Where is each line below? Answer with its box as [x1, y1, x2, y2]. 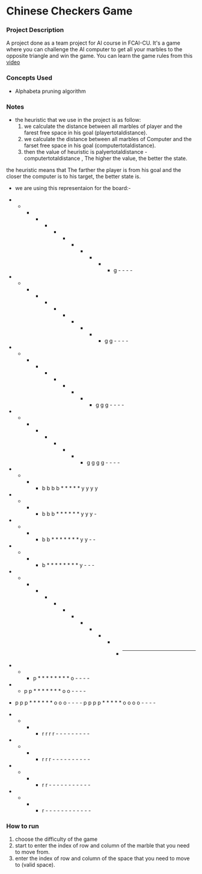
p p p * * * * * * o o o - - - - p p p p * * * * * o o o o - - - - [14, 699, 156, 706]
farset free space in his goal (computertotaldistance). [23, 142, 156, 149]
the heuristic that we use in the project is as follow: [14, 116, 141, 124]
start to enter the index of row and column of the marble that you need [14, 842, 190, 849]
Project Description [6, 26, 64, 34]
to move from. [14, 849, 50, 856]
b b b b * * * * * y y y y [41, 484, 98, 492]
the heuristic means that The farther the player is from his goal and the [6, 166, 182, 174]
